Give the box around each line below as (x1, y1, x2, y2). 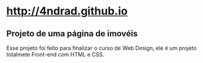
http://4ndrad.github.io (6, 4, 128, 18)
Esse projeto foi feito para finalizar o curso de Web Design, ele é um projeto (6, 44, 197, 51)
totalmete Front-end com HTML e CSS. (6, 51, 105, 58)
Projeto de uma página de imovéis (6, 28, 138, 39)
